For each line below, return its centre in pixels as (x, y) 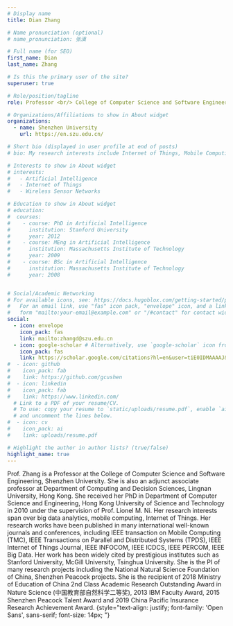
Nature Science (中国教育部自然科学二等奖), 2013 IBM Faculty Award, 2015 (113, 593)
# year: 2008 (34, 275)
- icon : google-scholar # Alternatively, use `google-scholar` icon (114, 345)
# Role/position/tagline (43, 96)
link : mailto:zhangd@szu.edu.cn (66, 338)
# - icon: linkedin (37, 383)
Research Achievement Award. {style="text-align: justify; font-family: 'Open (115, 608)
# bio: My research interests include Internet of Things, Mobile (105, 153)
